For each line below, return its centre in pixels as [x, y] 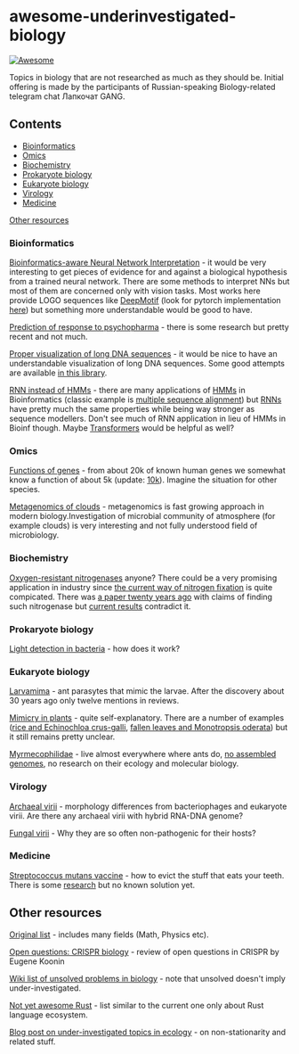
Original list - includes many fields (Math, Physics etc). [109, 935]
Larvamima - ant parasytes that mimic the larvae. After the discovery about [147, 691]
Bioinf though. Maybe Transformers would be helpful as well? [121, 428]
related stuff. [32, 1042]
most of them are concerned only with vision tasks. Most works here [135, 291]
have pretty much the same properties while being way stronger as [132, 409]
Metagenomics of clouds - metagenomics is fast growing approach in [137, 506]
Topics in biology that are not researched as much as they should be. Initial [147, 77]
